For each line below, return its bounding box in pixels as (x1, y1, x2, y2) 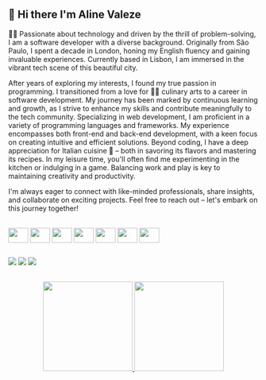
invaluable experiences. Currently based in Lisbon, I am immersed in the (8, 54, 245, 64)
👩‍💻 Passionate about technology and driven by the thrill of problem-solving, (8, 29, 256, 38)
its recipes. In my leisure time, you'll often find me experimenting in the (8, 154, 240, 164)
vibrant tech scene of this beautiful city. (8, 63, 138, 72)
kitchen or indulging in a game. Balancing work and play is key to (8, 162, 221, 172)
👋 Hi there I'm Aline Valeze (8, 8, 141, 21)
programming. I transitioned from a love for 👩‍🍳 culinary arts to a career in (8, 87, 248, 96)
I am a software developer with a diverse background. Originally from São (8, 37, 249, 47)
